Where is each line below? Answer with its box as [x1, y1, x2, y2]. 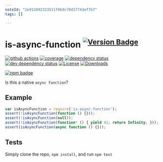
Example [5, 93, 32, 102]
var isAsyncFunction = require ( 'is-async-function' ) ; [5, 106, 117, 112]
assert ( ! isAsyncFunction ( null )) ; [5, 116, 73, 120]
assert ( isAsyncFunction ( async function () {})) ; [5, 125, 106, 130]
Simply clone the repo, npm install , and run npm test [5, 151, 113, 157]
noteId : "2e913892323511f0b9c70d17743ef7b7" [5, 7, 97, 12]
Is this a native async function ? [5, 79, 69, 85]
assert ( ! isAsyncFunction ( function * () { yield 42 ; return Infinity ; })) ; [5, 120, 159, 125]
